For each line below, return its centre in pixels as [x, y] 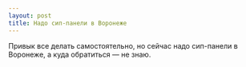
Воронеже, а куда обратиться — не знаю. [80, 54]
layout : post [30, 16]
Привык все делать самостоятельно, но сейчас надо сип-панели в [123, 45]
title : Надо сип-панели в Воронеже [68, 23]
